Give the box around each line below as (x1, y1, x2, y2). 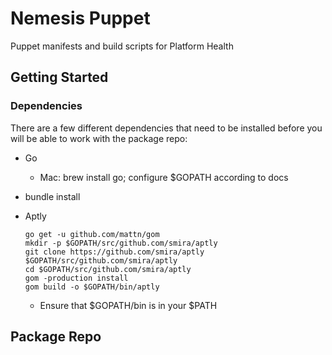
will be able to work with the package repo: (10, 132, 188, 144)
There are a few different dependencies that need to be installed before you (10, 122, 323, 134)
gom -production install (24, 273, 129, 283)
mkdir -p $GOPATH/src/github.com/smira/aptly (24, 238, 218, 248)
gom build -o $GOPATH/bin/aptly (24, 282, 160, 292)
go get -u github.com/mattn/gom (24, 229, 160, 239)
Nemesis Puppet (10, 7, 151, 30)
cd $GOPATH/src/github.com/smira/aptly (24, 264, 192, 274)
